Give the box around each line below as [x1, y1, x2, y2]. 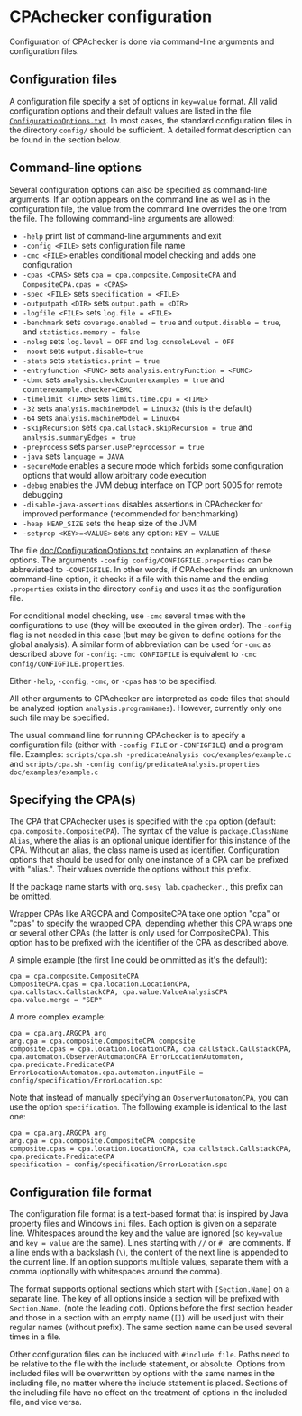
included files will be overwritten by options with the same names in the [9, 1368, 275, 1379]
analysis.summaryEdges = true [22, 433, 137, 443]
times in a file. [9, 1331, 61, 1342]
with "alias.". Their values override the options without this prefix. [9, 863, 252, 875]
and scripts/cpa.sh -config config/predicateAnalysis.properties [9, 758, 260, 769]
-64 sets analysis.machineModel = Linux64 [22, 412, 180, 423]
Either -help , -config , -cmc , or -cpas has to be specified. [9, 675, 217, 686]
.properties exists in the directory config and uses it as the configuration [9, 583, 282, 594]
